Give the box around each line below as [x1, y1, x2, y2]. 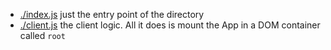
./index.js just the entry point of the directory [19, 9, 205, 20]
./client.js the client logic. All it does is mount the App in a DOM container [19, 19, 321, 31]
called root [19, 30, 66, 41]
